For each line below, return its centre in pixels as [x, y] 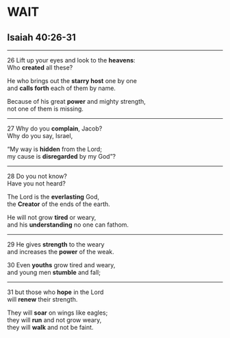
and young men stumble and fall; [54, 272]
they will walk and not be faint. [50, 327]
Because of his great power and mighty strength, [76, 101]
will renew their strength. [42, 299]
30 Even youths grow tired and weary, [61, 265]
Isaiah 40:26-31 [42, 37]
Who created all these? [40, 67]
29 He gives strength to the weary [56, 244]
